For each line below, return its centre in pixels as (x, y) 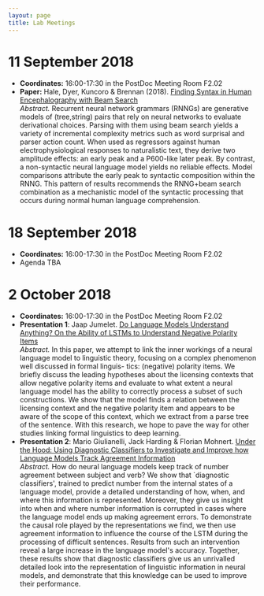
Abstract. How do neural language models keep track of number (124, 467)
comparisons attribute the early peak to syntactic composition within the (137, 176)
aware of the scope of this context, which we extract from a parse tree (134, 416)
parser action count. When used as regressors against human (120, 142)
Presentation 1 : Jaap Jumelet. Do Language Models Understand (124, 324)
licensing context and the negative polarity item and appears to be (127, 408)
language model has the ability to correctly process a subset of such (131, 391)
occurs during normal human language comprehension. (110, 201)
